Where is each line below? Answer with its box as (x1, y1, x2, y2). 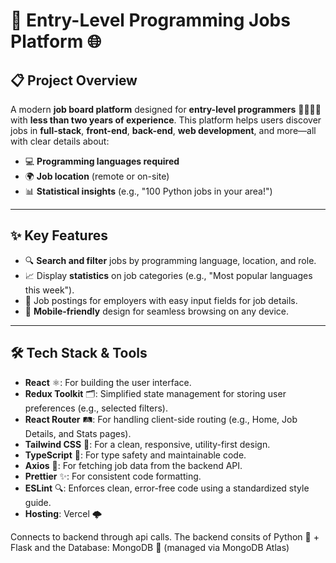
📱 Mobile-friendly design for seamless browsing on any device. (24, 305, 289, 317)
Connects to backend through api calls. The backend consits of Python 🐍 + (10, 530, 320, 543)
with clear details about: (10, 135, 110, 147)
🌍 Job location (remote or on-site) (24, 170, 170, 182)
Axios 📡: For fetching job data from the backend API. (24, 459, 243, 471)
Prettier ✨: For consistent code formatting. (24, 470, 202, 482)
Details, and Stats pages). (24, 427, 132, 439)
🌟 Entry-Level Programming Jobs (10, 9, 291, 32)
